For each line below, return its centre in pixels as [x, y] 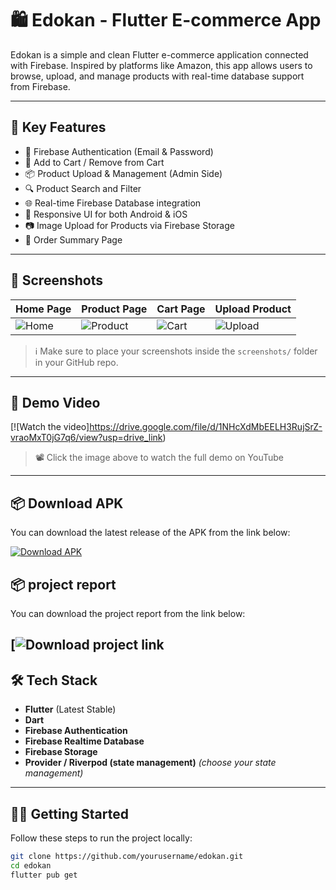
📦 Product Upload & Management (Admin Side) [123, 173]
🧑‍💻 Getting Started [69, 813]
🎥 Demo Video [55, 402]
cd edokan [31, 865]
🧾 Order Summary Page [73, 239]
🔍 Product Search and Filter [83, 188]
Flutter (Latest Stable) [70, 709]
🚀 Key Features [58, 127]
